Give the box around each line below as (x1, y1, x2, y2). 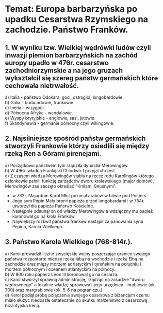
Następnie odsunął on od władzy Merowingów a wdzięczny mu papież (12, 208, 153, 214)
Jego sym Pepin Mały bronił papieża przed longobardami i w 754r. (12, 198, 145, 203)
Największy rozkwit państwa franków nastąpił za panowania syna (12, 218, 143, 224)
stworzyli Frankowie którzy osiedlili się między (5, 142, 149, 150)
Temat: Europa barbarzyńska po (5, 3, 137, 15)
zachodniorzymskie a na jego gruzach (5, 66, 123, 74)
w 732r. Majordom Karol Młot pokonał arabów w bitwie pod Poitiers (12, 192, 147, 198)
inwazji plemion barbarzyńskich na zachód (5, 51, 138, 59)
